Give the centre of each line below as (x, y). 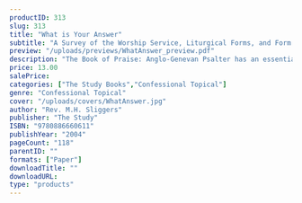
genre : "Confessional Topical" (68, 93)
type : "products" (42, 185)
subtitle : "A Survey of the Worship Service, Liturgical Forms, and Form (151, 43)
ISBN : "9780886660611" (52, 127)
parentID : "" (34, 151)
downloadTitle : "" (44, 168)
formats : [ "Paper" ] (46, 159)
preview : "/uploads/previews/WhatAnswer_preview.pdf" (112, 51)
